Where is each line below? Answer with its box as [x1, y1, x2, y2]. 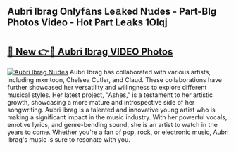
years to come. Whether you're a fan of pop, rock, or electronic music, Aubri [7, 128, 229, 136]
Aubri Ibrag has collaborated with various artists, [69, 68, 211, 76]
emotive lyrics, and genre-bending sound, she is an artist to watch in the [7, 121, 218, 129]
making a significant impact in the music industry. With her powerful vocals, [7, 113, 228, 122]
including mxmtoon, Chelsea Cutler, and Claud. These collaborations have [7, 76, 222, 84]
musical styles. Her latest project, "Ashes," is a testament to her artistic [7, 91, 213, 99]
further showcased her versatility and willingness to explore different [7, 84, 207, 91]
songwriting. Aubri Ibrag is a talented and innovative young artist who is [7, 105, 216, 114]
